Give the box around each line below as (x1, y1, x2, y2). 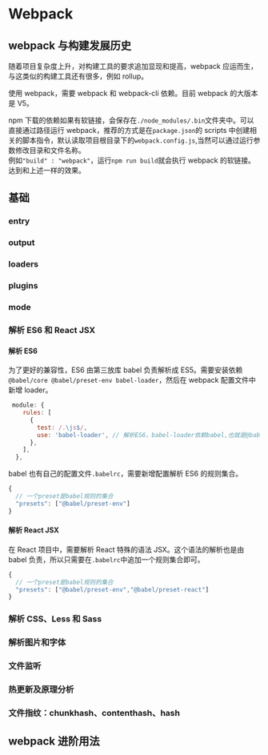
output (8, 237, 35, 248)
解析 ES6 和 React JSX (8, 324, 96, 335)
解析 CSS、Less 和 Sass (8, 613, 102, 624)
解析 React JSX (8, 525, 60, 535)
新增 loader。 (8, 385, 53, 395)
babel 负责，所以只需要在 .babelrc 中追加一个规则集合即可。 (8, 554, 205, 564)
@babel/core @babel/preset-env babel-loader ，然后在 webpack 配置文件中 (8, 375, 256, 385)
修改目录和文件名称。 (14, 146, 86, 155)
